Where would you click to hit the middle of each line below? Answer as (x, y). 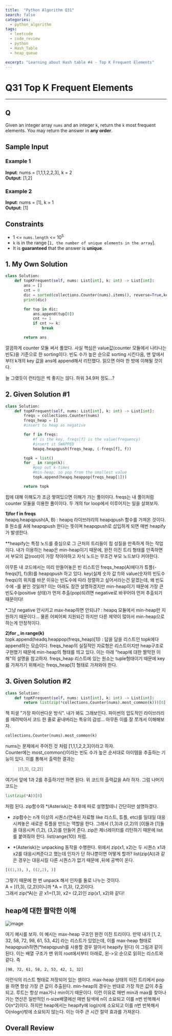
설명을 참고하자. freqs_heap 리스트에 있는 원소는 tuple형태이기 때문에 (87, 658)
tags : (11, 29)
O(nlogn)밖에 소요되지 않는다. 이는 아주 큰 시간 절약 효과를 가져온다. (73, 1011)
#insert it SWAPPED (53, 444)
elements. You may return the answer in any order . (59, 131)
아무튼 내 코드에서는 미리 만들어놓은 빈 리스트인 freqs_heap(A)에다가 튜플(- (81, 567)
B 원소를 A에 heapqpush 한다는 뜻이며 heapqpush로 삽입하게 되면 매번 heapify (85, 526)
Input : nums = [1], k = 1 (30, 203)
